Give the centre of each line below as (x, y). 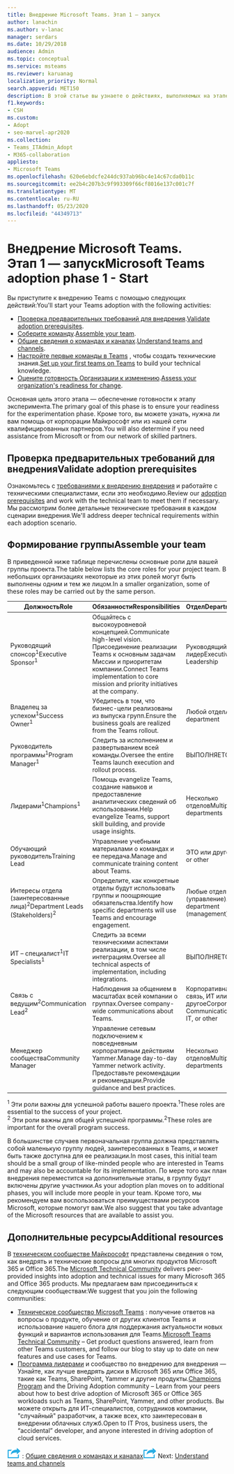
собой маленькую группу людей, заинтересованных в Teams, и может (112, 1149)
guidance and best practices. (134, 1087)
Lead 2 (19, 1012)
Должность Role (48, 606)
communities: (27, 1299)
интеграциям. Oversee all (128, 957)
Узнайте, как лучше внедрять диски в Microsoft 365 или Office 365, (117, 1371)
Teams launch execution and (133, 762)
